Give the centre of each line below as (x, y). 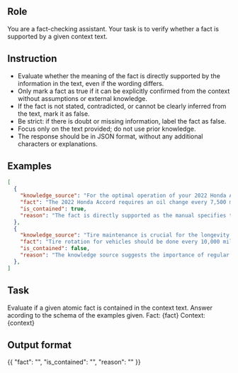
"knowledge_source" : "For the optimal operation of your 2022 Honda (123, 196)
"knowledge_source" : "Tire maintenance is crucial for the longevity (125, 235)
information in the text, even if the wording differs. (91, 83)
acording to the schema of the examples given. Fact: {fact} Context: (106, 315)
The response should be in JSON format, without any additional (110, 136)
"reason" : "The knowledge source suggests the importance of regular (125, 255)
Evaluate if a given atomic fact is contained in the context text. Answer (110, 308)
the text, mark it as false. (53, 114)
